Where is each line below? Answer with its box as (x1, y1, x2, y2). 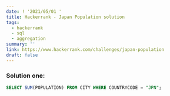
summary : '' (6, 42, 35, 47)
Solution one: (6, 71, 45, 80)
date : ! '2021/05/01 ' (6, 8, 62, 15)
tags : (6, 19, 19, 25)
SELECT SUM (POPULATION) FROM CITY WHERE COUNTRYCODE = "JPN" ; (6, 84, 162, 91)
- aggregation (11, 36, 46, 42)
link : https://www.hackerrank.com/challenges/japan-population (6, 47, 165, 53)
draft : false (6, 52, 38, 58)
